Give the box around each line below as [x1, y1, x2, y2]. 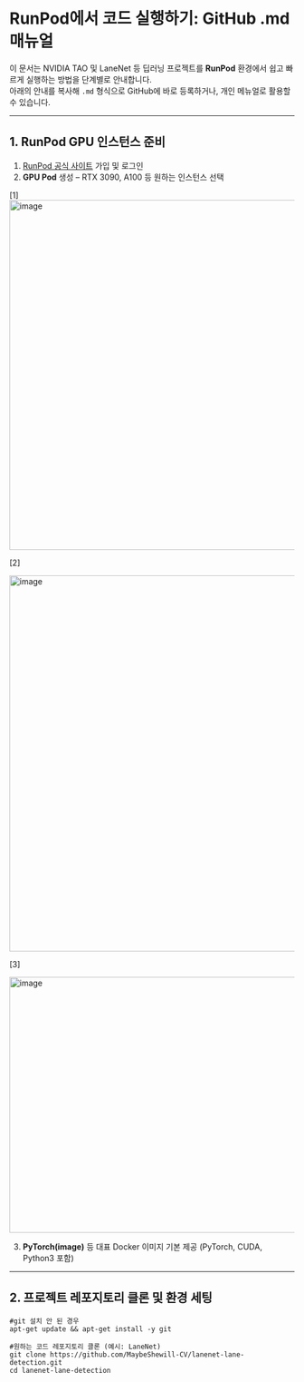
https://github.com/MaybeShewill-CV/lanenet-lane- [49, 1349, 245, 1359]
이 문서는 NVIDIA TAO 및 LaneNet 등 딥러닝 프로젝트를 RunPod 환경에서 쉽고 [9, 63, 284, 74]
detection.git [9, 1357, 63, 1367]
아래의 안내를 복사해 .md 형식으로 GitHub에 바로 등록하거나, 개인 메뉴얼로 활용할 [9, 85, 291, 96]
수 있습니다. [9, 96, 52, 107]
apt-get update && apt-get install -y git [9, 1324, 172, 1334]
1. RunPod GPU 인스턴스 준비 [9, 134, 166, 150]
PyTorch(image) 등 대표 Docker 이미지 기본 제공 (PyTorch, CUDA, [22, 1240, 262, 1252]
